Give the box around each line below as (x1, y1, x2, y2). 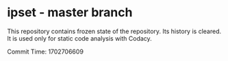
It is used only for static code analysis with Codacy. (7, 34, 152, 42)
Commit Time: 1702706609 (7, 47, 84, 56)
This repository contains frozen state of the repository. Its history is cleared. (7, 27, 221, 35)
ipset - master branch (7, 5, 133, 20)
